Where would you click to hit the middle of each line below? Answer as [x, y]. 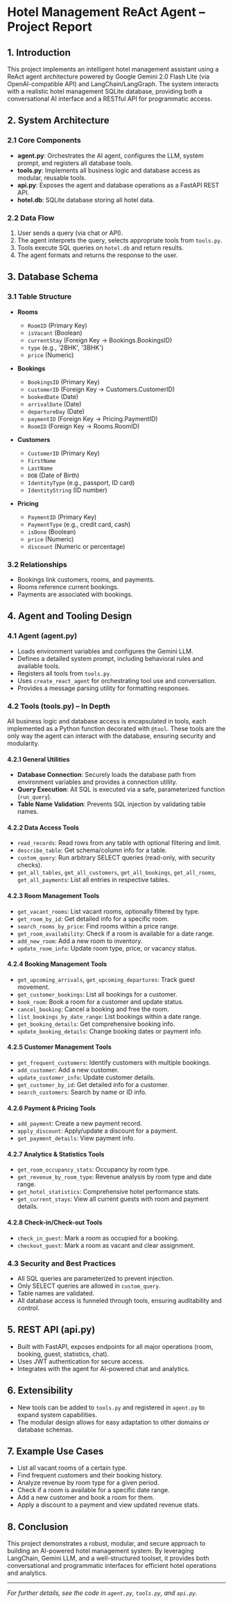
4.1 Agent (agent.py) [42, 636]
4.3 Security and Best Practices [62, 1263]
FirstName [42, 461]
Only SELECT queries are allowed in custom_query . [89, 1286]
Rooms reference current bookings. [68, 587]
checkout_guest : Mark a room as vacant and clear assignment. [106, 1245]
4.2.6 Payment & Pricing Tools [51, 1108]
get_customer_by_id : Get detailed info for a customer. [93, 1084]
